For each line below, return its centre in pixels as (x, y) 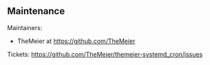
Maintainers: (25, 27)
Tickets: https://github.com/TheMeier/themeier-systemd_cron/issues (105, 54)
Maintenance (36, 11)
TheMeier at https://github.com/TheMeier (76, 41)
